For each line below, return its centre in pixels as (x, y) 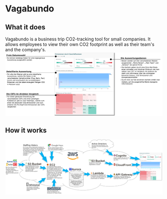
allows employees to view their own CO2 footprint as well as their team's (80, 44)
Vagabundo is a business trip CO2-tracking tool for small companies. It (78, 39)
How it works (26, 130)
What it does (25, 27)
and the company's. (26, 50)
